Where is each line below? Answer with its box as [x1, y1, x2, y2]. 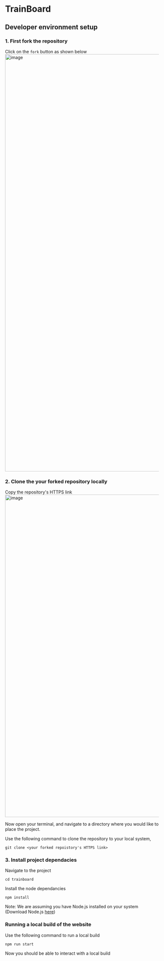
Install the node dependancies [5, 886, 66, 892]
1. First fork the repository [5, 38, 68, 45]
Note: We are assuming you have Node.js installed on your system [5, 904, 138, 910]
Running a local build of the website [5, 921, 92, 928]
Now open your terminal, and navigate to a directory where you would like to [5, 821, 159, 827]
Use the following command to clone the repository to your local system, [5, 836, 151, 842]
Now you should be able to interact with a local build [5, 950, 111, 956]
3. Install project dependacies [5, 857, 77, 864]
